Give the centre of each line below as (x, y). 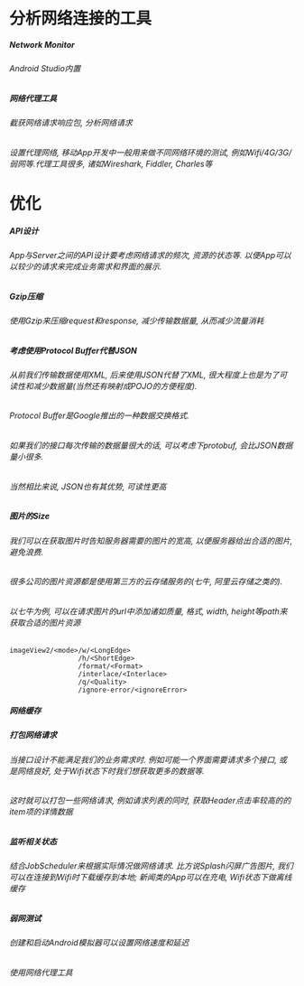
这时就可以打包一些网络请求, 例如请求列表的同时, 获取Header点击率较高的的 (150, 801)
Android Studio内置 (45, 69)
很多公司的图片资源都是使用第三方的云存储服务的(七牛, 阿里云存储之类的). (146, 581)
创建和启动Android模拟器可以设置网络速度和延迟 (99, 943)
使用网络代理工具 (41, 972)
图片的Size (29, 516)
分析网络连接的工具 (81, 19)
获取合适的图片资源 (45, 622)
